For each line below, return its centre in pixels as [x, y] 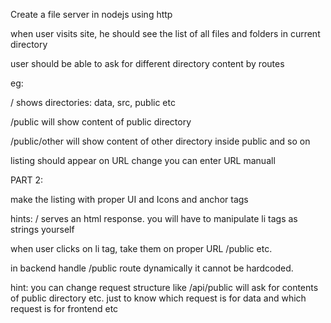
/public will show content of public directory [101, 122]
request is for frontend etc [64, 308]
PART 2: [27, 180]
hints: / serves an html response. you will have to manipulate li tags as [154, 218]
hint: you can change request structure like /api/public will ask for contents [164, 287]
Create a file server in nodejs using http [91, 14]
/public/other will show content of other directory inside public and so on [160, 141]
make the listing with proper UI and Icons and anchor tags [129, 199]
